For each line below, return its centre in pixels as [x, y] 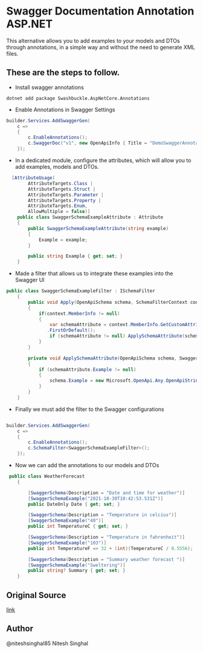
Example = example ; [63, 240]
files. [12, 53]
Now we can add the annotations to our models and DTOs [87, 465]
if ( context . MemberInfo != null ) [79, 313]
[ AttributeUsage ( [34, 178]
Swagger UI [30, 280]
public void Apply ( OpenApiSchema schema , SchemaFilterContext [108, 302]
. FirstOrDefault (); [71, 330]
